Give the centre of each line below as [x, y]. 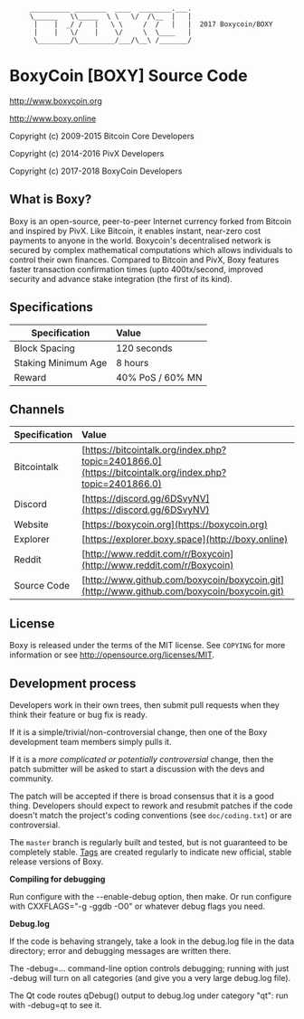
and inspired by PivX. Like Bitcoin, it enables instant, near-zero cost [135, 231]
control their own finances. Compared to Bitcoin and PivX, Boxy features [144, 259]
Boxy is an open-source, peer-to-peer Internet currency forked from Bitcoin [151, 221]
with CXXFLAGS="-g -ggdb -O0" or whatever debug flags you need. [137, 906]
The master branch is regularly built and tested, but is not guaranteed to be [148, 842]
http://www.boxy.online [53, 118]
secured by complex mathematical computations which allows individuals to [151, 250]
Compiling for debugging [57, 879]
